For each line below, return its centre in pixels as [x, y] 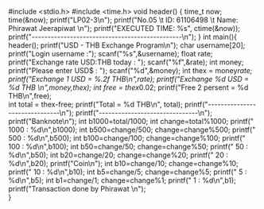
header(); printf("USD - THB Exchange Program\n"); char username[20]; [127, 45]
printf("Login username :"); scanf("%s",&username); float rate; [111, 54]
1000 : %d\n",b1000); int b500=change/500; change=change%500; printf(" [132, 130]
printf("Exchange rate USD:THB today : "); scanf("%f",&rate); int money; [126, 62]
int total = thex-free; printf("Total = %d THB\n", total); [95, 104]
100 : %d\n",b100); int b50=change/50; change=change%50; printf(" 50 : [128, 147]
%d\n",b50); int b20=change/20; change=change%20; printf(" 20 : [118, 155]
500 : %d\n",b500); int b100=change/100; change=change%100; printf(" [127, 138]
